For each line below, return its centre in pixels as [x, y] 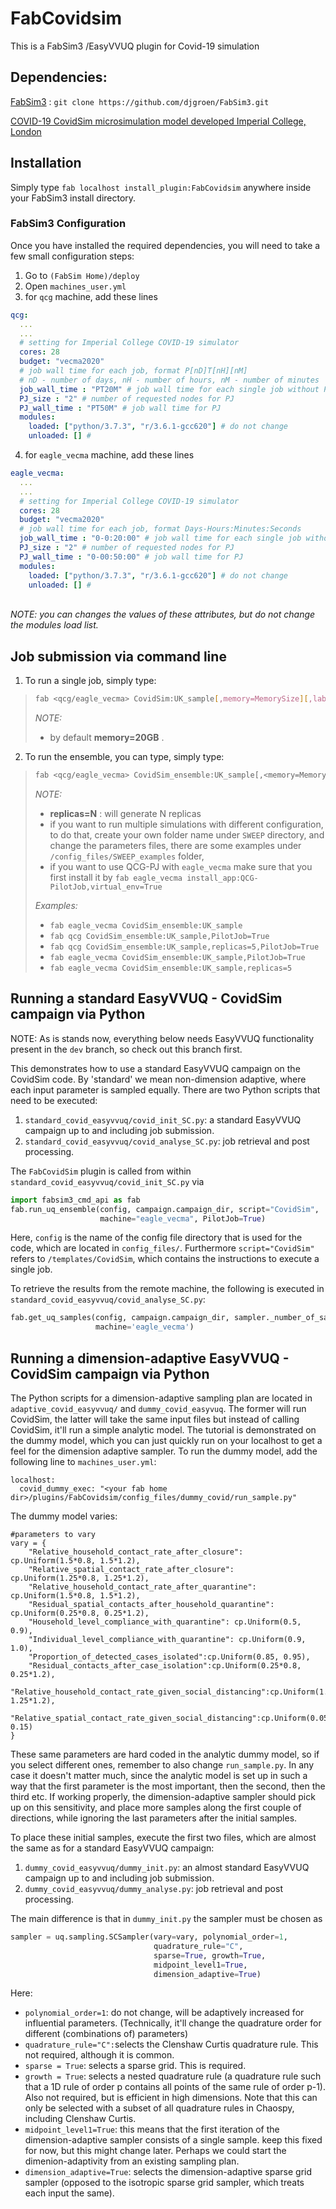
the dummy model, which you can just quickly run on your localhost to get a [166, 1441]
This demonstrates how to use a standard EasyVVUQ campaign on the [155, 1068]
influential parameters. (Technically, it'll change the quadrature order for [173, 2023]
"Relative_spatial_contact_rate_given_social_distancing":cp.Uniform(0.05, [171, 1718]
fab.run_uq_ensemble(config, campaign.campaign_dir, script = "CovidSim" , [165, 1209]
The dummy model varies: [64, 1516]
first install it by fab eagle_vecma [116, 878]
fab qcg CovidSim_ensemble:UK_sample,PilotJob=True [159, 937]
